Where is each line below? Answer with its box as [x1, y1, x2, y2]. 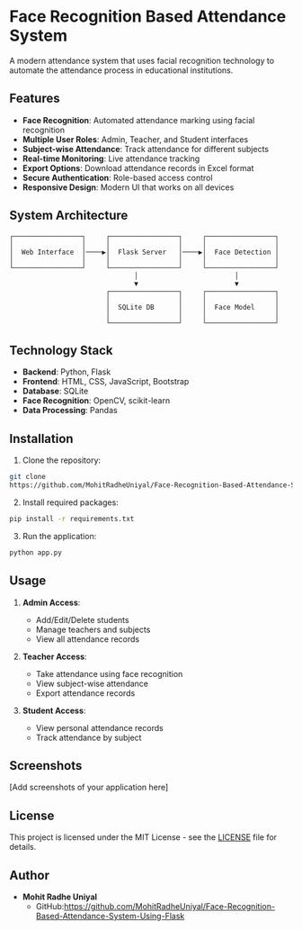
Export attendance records [35, 687, 136, 699]
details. [9, 842, 37, 853]
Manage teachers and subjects [35, 624, 151, 635]
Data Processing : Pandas [22, 405, 119, 416]
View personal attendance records [35, 722, 164, 733]
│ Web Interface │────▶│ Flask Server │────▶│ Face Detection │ [9, 248, 280, 257]
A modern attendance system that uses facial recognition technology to [9, 55, 275, 66]
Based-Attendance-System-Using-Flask [35, 910, 185, 921]
